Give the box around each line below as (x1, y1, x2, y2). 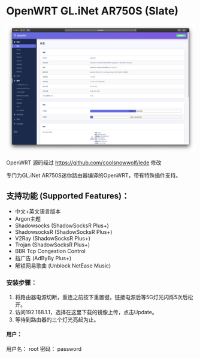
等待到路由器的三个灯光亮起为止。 (14, 316, 99, 323)
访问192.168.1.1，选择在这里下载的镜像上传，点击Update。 (14, 308, 157, 315)
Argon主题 (14, 215, 41, 222)
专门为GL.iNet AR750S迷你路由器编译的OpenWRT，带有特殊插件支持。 (6, 172, 181, 179)
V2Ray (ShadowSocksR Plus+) (14, 235, 91, 242)
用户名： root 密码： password (6, 345, 82, 352)
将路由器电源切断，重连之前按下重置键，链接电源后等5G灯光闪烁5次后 (14, 293, 188, 300)
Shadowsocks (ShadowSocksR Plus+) (14, 222, 110, 229)
